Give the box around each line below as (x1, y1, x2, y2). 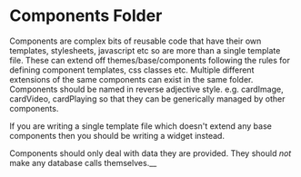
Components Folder (9, 5, 163, 26)
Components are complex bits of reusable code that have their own (9, 35, 262, 46)
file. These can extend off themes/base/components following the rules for (9, 54, 291, 65)
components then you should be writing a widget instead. (9, 130, 226, 141)
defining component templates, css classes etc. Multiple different (9, 64, 255, 75)
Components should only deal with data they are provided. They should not (9, 147, 292, 159)
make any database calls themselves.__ (9, 157, 157, 168)
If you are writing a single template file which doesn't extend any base (9, 120, 273, 132)
